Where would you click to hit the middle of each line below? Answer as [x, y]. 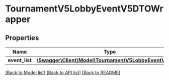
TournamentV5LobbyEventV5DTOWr [84, 9]
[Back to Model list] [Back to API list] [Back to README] [63, 72]
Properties [22, 38]
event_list [20, 60]
